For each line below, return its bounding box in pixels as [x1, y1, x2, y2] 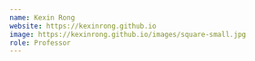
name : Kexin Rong [9, 13, 76, 22]
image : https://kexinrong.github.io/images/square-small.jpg [9, 30, 247, 39]
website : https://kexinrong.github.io [9, 22, 157, 30]
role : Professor [9, 38, 71, 48]
